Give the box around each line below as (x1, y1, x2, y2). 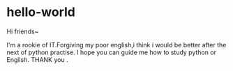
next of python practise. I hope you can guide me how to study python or (6, 48, 217, 56)
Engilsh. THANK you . (6, 55, 68, 63)
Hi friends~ (6, 27, 39, 35)
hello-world (6, 4, 76, 20)
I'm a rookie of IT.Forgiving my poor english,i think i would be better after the (6, 40, 227, 49)
